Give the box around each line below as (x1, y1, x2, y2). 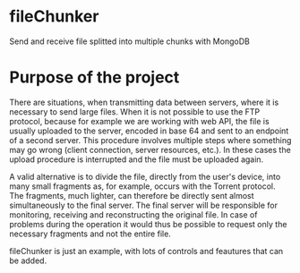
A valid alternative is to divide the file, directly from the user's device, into (9, 171, 281, 182)
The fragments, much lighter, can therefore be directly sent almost (9, 190, 254, 200)
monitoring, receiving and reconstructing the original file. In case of (9, 209, 258, 220)
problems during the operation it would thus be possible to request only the (9, 218, 287, 229)
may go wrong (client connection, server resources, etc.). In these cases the (9, 144, 291, 155)
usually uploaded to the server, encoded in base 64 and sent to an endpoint (9, 125, 289, 136)
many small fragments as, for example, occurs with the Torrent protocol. (9, 181, 276, 192)
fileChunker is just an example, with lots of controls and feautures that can (9, 245, 284, 256)
